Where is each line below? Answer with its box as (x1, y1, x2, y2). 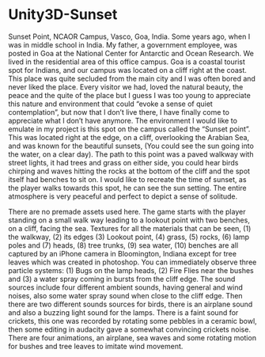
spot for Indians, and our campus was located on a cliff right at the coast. (8, 65, 248, 74)
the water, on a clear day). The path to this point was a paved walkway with (8, 149, 254, 159)
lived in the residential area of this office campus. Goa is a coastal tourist (8, 57, 245, 66)
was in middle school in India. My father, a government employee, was (8, 40, 237, 49)
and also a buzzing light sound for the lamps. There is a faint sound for (8, 307, 239, 317)
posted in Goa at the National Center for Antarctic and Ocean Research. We (8, 48, 255, 58)
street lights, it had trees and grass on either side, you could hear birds (8, 158, 239, 167)
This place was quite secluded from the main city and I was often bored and (8, 74, 256, 83)
